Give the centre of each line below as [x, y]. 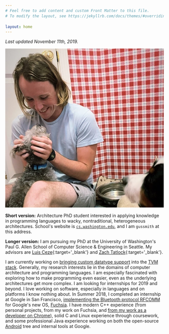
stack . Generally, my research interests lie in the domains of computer [78, 267]
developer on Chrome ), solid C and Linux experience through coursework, [82, 316]
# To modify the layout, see [36, 16]
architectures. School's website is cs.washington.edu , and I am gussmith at [82, 227]
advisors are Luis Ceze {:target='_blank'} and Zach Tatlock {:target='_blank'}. [84, 252]
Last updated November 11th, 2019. [42, 42]
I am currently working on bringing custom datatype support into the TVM [82, 262]
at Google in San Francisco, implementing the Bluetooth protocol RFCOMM [83, 300]
